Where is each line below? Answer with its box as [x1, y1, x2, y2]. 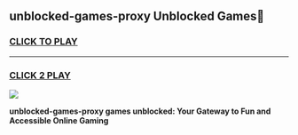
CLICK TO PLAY [9, 36, 78, 48]
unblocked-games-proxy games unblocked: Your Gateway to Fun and [9, 106, 271, 116]
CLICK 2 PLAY [9, 68, 71, 81]
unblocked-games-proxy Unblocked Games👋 [9, 9, 265, 24]
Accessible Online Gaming [9, 115, 109, 125]
